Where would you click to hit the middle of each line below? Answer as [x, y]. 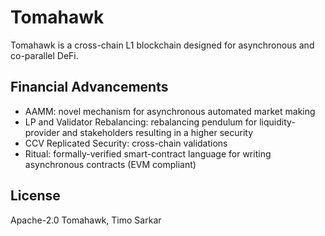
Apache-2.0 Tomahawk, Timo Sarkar [86, 220]
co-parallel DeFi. [44, 55]
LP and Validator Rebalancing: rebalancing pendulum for [141, 122]
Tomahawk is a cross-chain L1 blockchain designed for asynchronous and [162, 45]
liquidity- [277, 122]
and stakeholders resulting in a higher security [157, 132]
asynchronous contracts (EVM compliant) [110, 164]
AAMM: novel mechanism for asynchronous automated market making [170, 111]
